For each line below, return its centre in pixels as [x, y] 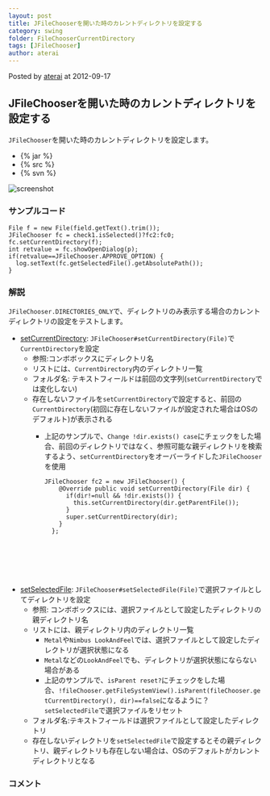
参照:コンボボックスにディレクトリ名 [93, 359]
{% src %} [37, 164]
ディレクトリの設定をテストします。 [68, 321]
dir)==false [140, 701]
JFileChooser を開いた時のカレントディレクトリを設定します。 [111, 140]
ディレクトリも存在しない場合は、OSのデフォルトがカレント [160, 751]
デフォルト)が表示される [72, 419]
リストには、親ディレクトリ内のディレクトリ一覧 [113, 630]
